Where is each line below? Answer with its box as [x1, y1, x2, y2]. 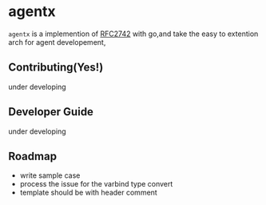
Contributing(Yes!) [8, 61, 104, 74]
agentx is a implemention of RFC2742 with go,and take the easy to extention [8, 29, 259, 38]
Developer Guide [8, 105, 94, 119]
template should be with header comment [19, 187, 157, 198]
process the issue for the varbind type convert [19, 179, 173, 189]
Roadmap [8, 149, 58, 163]
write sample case [19, 171, 81, 180]
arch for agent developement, [8, 37, 106, 46]
